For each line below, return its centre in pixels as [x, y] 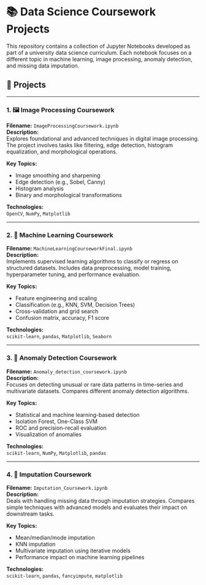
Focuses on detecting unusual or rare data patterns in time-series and [95, 384]
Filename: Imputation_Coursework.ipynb [57, 487]
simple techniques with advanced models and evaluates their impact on [97, 507]
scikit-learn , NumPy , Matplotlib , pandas [56, 452]
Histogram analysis [40, 188]
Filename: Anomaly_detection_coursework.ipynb [67, 371]
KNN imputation [35, 544]
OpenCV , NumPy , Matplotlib [38, 214]
